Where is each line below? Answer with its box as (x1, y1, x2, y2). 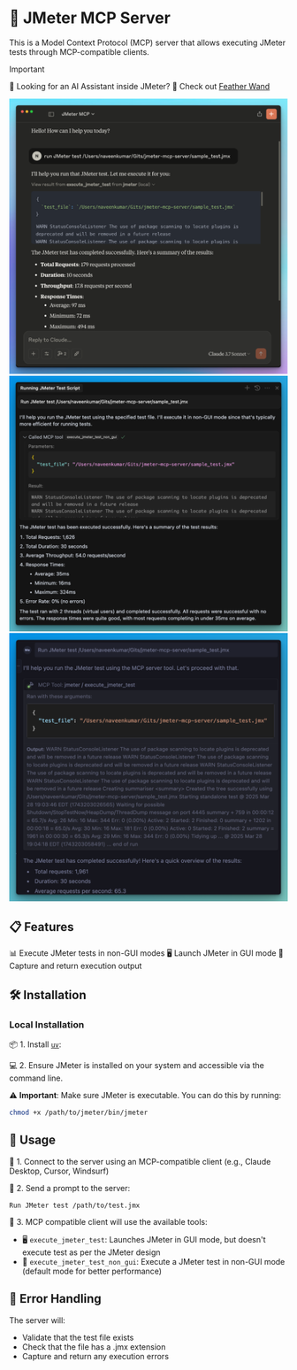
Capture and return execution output (9, 960, 142, 972)
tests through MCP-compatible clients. (9, 46, 150, 57)
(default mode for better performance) (21, 1266, 162, 1276)
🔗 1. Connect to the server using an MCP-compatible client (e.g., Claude (9, 1156, 271, 1166)
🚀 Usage (9, 1133, 56, 1148)
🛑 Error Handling (9, 1291, 102, 1306)
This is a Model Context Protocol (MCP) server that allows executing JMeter (9, 37, 286, 48)
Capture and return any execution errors (21, 1351, 170, 1361)
